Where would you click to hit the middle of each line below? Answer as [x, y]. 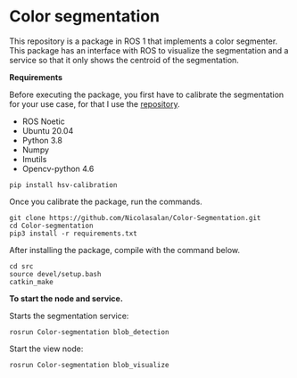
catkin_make [31, 282]
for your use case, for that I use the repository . [95, 103]
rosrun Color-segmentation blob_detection [89, 332]
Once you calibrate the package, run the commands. [106, 201]
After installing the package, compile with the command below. [125, 250]
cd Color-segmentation [51, 226]
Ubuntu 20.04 [48, 130]
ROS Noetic [43, 121]
